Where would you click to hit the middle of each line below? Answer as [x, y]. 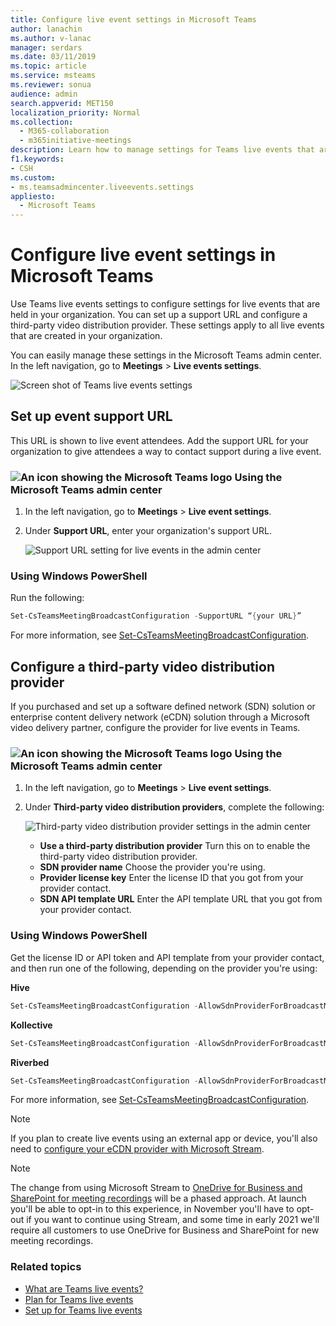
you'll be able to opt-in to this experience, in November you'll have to [152, 1209]
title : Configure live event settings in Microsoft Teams [133, 19]
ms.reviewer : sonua [51, 85]
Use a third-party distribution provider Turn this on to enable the [175, 846]
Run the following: [47, 598]
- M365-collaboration [64, 131]
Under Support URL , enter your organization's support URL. [148, 531]
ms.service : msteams [53, 76]
